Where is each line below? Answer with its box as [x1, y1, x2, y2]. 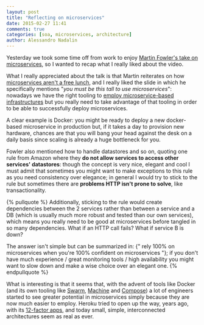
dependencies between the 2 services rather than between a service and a [6, 205, 195, 212]
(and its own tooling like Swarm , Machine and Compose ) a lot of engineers [6, 287, 194, 294]
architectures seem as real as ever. [6, 313, 94, 320]
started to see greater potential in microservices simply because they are [6, 293, 190, 301]
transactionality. [6, 187, 47, 194]
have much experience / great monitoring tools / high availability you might [6, 255, 194, 263]
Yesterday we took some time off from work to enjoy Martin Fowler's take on [6, 54, 198, 61]
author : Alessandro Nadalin [6, 37, 78, 43]
